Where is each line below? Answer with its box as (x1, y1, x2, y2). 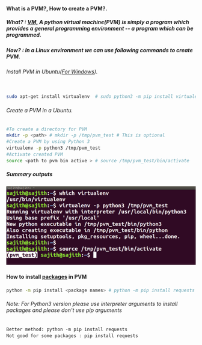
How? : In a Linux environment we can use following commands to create (6, 46, 194, 53)
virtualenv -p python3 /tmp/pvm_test (6, 145, 101, 151)
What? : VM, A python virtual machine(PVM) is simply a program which (6, 19, 189, 26)
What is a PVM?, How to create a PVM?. (6, 5, 108, 12)
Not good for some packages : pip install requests (6, 332, 138, 339)
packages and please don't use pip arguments (6, 307, 122, 314)
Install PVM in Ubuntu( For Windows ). (6, 68, 98, 75)
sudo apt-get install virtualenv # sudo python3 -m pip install (6, 94, 173, 100)
